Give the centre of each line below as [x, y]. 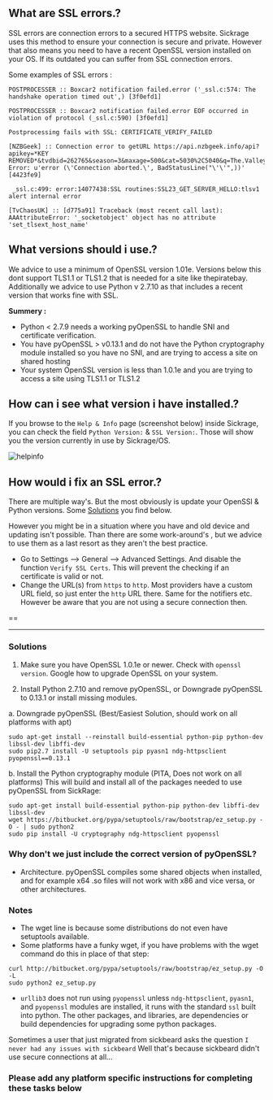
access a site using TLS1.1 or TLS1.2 [80, 378]
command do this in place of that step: [84, 954]
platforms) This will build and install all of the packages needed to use [125, 782]
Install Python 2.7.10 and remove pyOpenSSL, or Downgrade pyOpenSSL [141, 689]
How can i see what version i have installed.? [124, 404]
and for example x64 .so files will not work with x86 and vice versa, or [137, 880]
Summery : [28, 311]
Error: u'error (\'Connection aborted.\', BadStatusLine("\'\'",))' [127, 167]
